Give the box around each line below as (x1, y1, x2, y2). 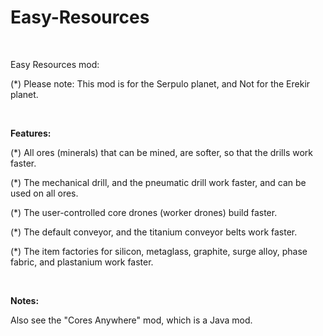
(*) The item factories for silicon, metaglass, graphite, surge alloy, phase (10, 245, 308, 257)
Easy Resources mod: (10, 58, 100, 70)
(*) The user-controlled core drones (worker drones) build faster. (10, 206, 278, 218)
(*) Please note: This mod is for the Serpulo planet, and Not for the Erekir (10, 77, 311, 90)
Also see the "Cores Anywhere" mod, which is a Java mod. (10, 314, 253, 326)
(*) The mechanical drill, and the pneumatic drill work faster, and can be (10, 176, 307, 188)
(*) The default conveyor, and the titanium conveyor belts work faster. (10, 226, 298, 238)
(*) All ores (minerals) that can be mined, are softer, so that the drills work (10, 146, 313, 158)
